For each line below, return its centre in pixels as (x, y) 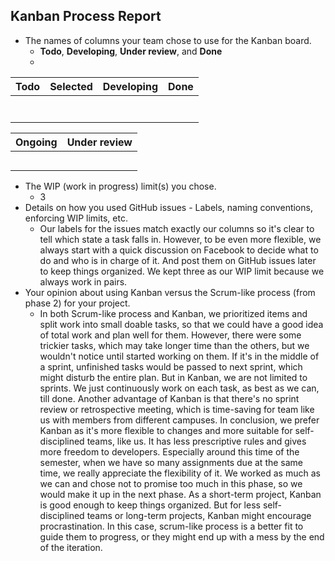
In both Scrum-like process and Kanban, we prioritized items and (173, 313)
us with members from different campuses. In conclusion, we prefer (179, 420)
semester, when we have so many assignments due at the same (171, 462)
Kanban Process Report (86, 16)
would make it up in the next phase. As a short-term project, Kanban (180, 494)
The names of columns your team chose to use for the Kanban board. (168, 40)
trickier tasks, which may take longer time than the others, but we (174, 345)
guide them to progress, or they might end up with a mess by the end (182, 536)
